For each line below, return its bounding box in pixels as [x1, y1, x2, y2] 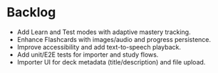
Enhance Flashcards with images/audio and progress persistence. [16, 35, 212, 43]
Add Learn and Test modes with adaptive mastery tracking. [16, 28, 191, 36]
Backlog [6, 4, 56, 21]
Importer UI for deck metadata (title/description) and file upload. [16, 57, 206, 66]
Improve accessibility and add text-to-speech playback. [16, 43, 181, 51]
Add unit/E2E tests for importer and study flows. [16, 50, 159, 59]
